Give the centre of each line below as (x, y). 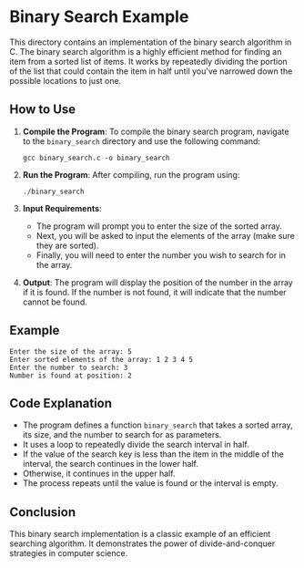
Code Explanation (61, 403)
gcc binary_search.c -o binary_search (96, 158)
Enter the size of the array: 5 (71, 351)
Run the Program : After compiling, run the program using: (131, 174)
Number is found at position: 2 (71, 376)
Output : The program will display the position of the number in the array (157, 282)
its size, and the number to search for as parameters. (122, 435)
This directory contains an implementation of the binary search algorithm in (151, 42)
